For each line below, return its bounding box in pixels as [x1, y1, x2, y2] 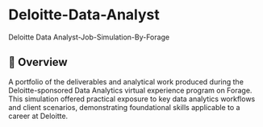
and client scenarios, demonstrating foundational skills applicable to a [8, 102, 240, 112]
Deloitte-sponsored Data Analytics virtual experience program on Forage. [8, 85, 253, 95]
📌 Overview [8, 55, 68, 69]
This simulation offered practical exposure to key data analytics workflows [8, 94, 256, 104]
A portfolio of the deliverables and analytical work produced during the [8, 76, 244, 86]
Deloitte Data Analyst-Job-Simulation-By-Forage [8, 32, 170, 42]
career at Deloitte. [8, 111, 69, 121]
